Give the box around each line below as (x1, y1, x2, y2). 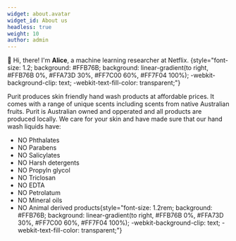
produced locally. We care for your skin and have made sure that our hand (7, 114, 223, 124)
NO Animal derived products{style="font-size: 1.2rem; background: (17, 204, 213, 212)
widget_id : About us (7, 17, 68, 24)
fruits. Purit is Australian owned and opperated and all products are (7, 107, 202, 116)
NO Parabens (17, 143, 57, 152)
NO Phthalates (17, 136, 60, 145)
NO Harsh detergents (17, 158, 80, 167)
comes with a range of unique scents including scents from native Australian (7, 100, 230, 108)
